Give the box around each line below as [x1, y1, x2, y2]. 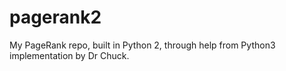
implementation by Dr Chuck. [9, 49, 130, 61]
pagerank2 [9, 6, 102, 29]
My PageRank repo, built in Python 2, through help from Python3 [9, 39, 276, 51]
